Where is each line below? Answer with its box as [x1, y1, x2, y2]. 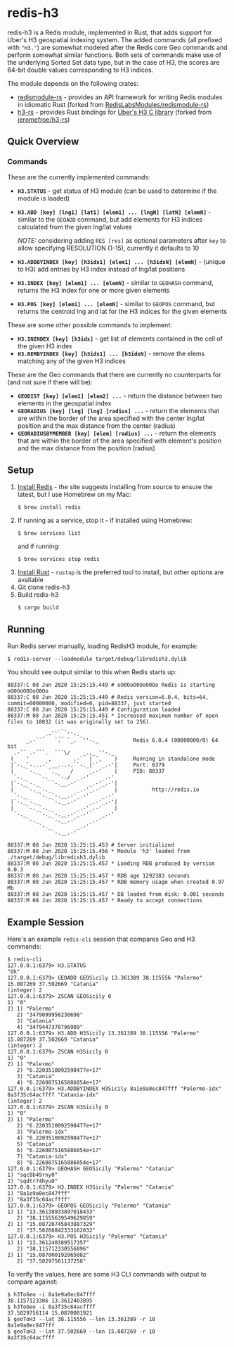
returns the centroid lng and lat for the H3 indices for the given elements [17, 307, 227, 315]
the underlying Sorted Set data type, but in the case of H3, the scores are [7, 58, 220, 66]
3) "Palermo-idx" [16, 1128, 68, 1136]
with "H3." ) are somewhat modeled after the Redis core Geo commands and [7, 43, 228, 51]
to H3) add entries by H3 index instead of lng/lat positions [17, 265, 186, 273]
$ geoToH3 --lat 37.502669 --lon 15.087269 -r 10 [7, 1328, 156, 1335]
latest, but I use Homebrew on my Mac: [17, 491, 131, 499]
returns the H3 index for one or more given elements [17, 286, 170, 294]
